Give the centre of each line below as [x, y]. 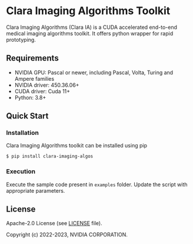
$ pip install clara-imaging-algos [50, 156]
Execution [21, 172]
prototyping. [21, 39]
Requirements [32, 58]
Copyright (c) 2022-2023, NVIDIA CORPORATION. [67, 235]
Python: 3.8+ [30, 97]
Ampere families [34, 78]
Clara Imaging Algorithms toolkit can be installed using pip [76, 146]
